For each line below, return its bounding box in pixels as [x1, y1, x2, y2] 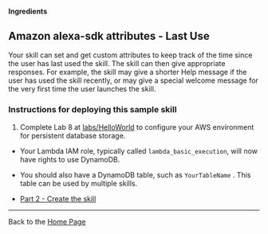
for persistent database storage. [19, 131, 126, 140]
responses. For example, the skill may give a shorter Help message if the [8, 68, 247, 77]
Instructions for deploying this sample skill [8, 104, 177, 115]
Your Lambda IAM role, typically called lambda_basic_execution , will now [19, 146, 258, 155]
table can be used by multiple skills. [19, 178, 138, 188]
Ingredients [8, 6, 48, 16]
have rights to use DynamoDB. [19, 154, 120, 164]
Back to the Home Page [8, 216, 86, 226]
